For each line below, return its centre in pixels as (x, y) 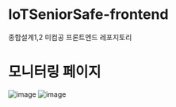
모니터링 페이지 (55, 72)
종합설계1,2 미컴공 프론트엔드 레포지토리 (70, 37)
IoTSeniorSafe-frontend (88, 15)
